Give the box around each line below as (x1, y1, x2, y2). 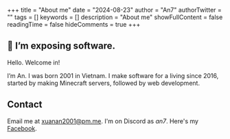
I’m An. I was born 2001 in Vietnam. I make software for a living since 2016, (7, 71, 219, 79)
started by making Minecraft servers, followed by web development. (7, 79, 200, 87)
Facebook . (7, 124, 38, 132)
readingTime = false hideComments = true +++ (7, 21, 141, 28)
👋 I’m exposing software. (7, 40, 115, 52)
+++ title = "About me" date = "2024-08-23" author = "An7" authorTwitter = (7, 6, 222, 14)
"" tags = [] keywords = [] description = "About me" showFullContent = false (7, 13, 223, 21)
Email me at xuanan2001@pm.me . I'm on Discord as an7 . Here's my (7, 116, 199, 125)
